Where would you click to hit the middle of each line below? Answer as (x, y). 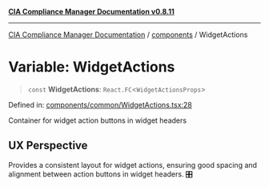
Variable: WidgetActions (92, 67)
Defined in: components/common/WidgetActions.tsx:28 (100, 104)
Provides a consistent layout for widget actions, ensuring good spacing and (133, 165)
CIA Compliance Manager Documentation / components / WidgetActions (128, 35)
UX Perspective (48, 146)
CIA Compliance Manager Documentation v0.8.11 (91, 12)
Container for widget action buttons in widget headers (97, 120)
